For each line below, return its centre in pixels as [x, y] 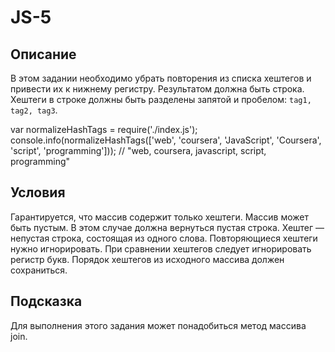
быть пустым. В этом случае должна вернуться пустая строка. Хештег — [167, 227]
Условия [38, 192]
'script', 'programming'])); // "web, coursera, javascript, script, [138, 150]
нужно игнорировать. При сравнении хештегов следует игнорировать [161, 248]
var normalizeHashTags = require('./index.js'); [104, 129]
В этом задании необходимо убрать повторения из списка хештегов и [161, 78]
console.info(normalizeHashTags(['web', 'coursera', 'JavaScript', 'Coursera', [166, 140]
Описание [43, 54]
